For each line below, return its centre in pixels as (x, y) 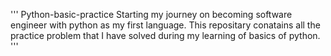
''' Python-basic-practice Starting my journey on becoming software (151, 14)
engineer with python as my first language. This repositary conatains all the (165, 25)
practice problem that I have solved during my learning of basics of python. (165, 35)
